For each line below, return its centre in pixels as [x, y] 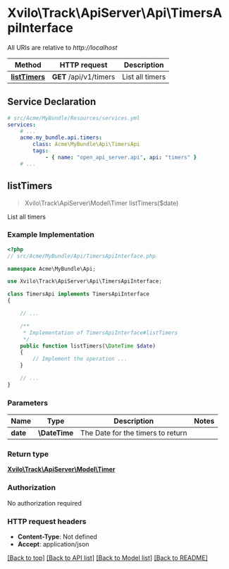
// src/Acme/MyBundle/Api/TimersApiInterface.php [82, 256]
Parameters [27, 403]
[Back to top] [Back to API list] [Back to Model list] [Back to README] [107, 558]
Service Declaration [52, 102]
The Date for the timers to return [134, 433]
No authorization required [45, 503]
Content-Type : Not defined [57, 537]
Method [28, 65]
